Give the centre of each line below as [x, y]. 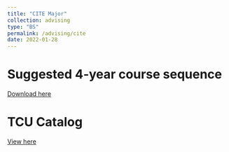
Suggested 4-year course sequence [115, 75]
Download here [29, 94]
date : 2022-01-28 [33, 40]
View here [22, 141]
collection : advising [39, 20]
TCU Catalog [45, 122]
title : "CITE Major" [37, 14]
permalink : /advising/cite [47, 33]
